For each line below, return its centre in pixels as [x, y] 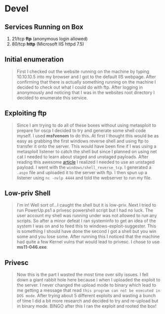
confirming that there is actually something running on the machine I [86, 82]
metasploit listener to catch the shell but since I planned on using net [87, 151]
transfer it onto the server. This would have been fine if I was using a [86, 146]
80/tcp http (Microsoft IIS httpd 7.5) [48, 44]
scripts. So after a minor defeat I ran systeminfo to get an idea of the [86, 221]
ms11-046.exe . [32, 247]
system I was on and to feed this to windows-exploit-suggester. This [86, 226]
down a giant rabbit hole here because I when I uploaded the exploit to [88, 280]
